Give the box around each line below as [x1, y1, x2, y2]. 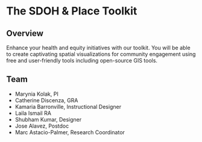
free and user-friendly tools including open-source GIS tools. [6, 57, 158, 64]
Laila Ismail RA [14, 110, 51, 117]
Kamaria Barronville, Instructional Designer [14, 103, 122, 110]
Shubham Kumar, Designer [14, 116, 82, 123]
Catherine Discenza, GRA [14, 96, 78, 103]
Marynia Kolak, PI [14, 90, 58, 97]
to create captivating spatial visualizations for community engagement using [6, 51, 196, 58]
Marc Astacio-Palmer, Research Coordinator [14, 128, 125, 136]
